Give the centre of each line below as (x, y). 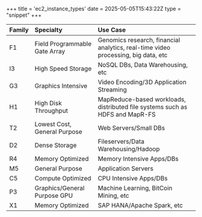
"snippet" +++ (24, 15)
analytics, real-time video (134, 47)
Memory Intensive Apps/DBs (138, 159)
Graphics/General (60, 188)
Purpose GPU (54, 196)
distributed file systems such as (142, 107)
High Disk (48, 103)
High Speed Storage (63, 69)
